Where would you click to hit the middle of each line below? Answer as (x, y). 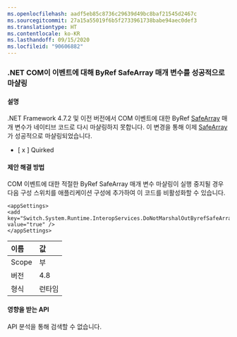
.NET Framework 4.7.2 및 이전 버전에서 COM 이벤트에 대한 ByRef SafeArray (114, 118)
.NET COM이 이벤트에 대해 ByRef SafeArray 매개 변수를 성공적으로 (116, 73)
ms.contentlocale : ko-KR (44, 33)
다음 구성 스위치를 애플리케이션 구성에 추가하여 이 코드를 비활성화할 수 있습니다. (116, 193)
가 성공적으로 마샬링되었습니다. (50, 136)
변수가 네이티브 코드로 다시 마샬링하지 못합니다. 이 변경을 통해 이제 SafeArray (121, 127)
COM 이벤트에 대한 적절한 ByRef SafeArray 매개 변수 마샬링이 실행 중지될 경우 (116, 184)
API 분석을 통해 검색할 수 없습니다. (55, 326)
